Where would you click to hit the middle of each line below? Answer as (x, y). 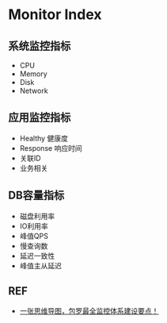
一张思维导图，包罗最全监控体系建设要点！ (89, 311)
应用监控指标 (40, 118)
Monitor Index (55, 15)
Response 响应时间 (51, 148)
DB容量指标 (36, 196)
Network (34, 90)
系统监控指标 (40, 46)
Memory (33, 74)
